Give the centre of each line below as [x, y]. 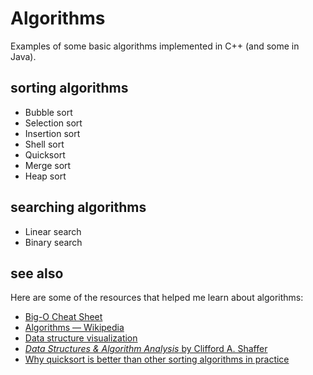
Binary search [53, 242]
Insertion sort [52, 133]
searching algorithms [78, 207]
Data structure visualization [81, 338]
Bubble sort [48, 112]
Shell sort [44, 144]
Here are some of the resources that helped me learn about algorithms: [157, 298]
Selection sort [53, 123]
